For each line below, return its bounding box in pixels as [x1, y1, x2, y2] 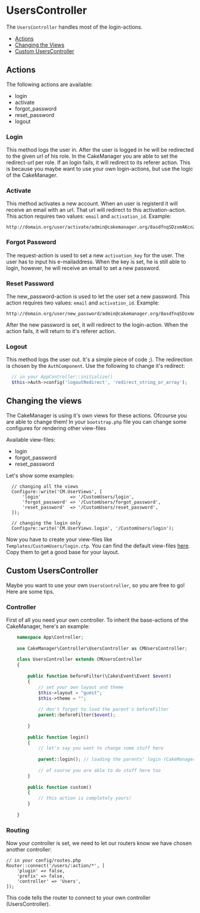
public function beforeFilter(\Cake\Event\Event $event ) [27, 673, 171, 680]
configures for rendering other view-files [6, 425, 107, 432]
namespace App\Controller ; [17, 634, 84, 640]
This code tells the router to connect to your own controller [6, 894, 151, 902]
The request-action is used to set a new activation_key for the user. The [6, 251, 185, 259]
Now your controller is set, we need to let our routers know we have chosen [6, 840, 192, 847]
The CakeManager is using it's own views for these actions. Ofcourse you [6, 411, 187, 419]
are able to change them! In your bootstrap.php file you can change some [6, 418, 187, 425]
